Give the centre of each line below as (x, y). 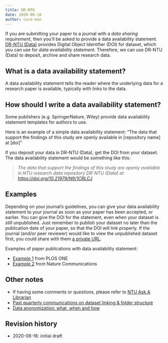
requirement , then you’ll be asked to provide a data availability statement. (81, 39)
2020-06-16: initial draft (37, 336)
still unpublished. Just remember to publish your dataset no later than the (81, 223)
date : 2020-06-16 (23, 15)
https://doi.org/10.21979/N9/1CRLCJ (55, 178)
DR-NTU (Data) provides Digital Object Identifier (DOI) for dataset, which (81, 45)
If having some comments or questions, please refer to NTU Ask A (81, 292)
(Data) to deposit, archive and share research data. (58, 55)
